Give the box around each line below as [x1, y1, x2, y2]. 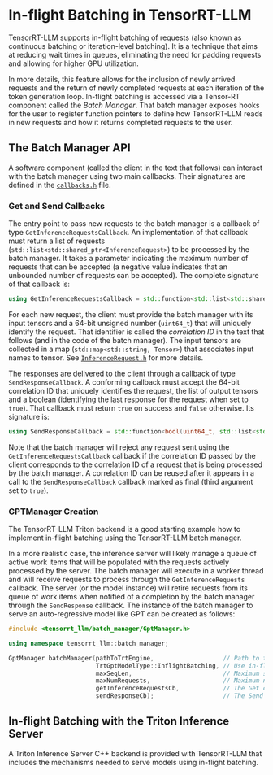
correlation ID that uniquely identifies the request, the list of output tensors [8, 385, 258, 395]
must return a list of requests [8, 236, 106, 246]
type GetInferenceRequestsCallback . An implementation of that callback [8, 228, 249, 237]
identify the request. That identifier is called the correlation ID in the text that [8, 327, 265, 337]
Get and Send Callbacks [8, 200, 106, 211]
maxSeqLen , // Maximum [95, 669, 260, 677]
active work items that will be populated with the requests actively [8, 557, 230, 567]
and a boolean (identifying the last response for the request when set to [8, 394, 249, 404]
